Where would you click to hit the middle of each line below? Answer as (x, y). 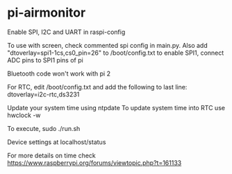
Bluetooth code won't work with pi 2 (59, 73)
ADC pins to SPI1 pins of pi (45, 60)
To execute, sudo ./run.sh (44, 128)
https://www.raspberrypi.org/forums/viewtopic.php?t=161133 (94, 163)
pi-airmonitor (47, 13)
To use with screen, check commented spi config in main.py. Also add (107, 45)
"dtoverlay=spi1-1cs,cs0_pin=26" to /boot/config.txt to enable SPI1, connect (116, 53)
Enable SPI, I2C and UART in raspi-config (66, 32)
